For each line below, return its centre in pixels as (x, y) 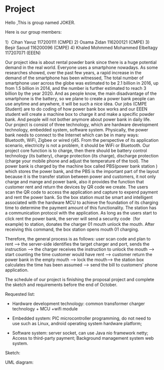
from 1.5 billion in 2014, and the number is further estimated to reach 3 (76, 88)
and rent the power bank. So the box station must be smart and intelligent (79, 197)
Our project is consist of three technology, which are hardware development (82, 124)
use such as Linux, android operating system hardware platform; (77, 323)
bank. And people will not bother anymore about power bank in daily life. (78, 119)
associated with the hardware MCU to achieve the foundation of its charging (82, 202)
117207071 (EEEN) (23, 53)
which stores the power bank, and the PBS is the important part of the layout (82, 171)
